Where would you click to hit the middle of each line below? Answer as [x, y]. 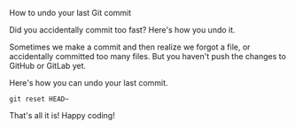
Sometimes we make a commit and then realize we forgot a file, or [130, 47]
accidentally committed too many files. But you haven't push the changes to [147, 56]
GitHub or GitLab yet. [48, 66]
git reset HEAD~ [39, 99]
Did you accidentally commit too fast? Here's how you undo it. [123, 30]
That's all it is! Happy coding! [62, 115]
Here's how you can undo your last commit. [89, 83]
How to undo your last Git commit [70, 13]
